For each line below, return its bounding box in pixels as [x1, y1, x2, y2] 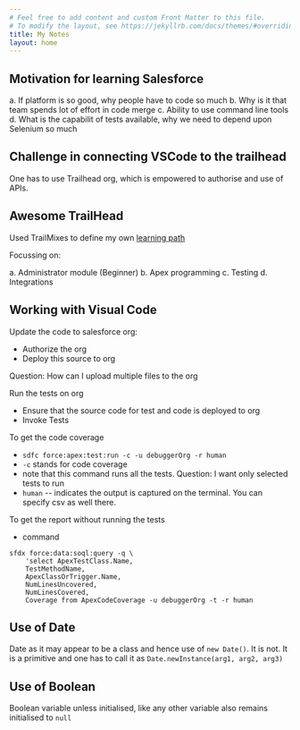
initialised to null [9, 712, 72, 723]
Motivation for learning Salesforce [9, 71, 204, 86]
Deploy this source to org [21, 352, 116, 363]
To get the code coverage [9, 431, 104, 443]
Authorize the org [21, 344, 87, 354]
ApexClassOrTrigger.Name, [25, 572, 122, 581]
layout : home [9, 38, 58, 47]
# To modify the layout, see [9, 21, 118, 30]
